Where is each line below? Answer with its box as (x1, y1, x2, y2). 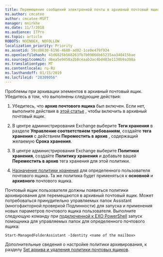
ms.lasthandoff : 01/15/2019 (5, 71, 62, 75)
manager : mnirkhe (5, 20, 40, 26)
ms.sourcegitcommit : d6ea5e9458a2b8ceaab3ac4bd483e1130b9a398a (5, 57, 136, 62)
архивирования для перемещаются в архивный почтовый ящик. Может (5, 192, 154, 198)
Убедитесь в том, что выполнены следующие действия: (5, 93, 121, 99)
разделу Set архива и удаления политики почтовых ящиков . (5, 246, 130, 252)
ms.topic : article (5, 35, 42, 39)
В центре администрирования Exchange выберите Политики (12, 147, 139, 153)
